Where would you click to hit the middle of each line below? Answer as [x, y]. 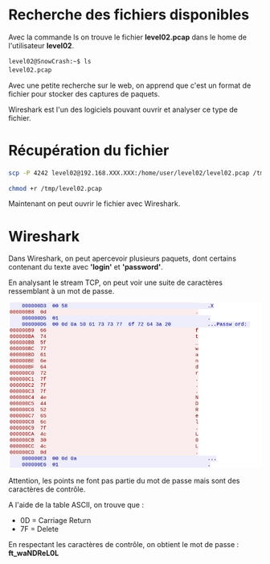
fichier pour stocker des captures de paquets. [84, 93]
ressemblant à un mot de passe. [61, 291]
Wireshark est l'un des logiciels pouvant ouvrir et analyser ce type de [123, 109]
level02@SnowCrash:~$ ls [50, 61]
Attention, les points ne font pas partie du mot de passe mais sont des [124, 480]
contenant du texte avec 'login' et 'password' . [86, 267]
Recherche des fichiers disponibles [129, 15]
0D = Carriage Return [55, 520]
